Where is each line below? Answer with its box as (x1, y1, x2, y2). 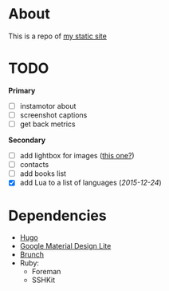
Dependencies (8, 206, 107, 225)
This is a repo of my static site (8, 31, 108, 41)
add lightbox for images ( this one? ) (19, 151, 135, 161)
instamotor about (19, 101, 77, 110)
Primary (8, 86, 36, 95)
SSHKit (31, 275, 56, 285)
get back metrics (19, 119, 76, 129)
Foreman (31, 267, 61, 277)
